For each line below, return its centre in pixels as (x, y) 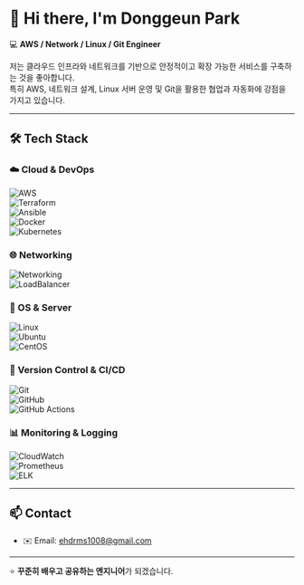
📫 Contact (41, 514)
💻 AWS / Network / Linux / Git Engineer (85, 43)
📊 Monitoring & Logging (64, 433)
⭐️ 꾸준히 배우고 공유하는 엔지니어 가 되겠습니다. (91, 571)
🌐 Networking (41, 254)
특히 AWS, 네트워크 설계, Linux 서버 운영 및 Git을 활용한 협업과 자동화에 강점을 (148, 89)
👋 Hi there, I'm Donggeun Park (125, 19)
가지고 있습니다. (38, 100)
